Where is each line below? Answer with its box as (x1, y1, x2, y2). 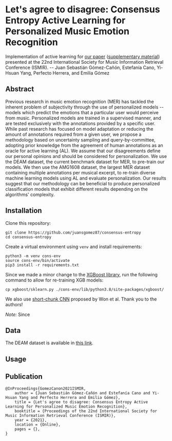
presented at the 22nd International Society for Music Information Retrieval (5, 59, 164, 65)
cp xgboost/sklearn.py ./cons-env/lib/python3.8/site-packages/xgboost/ (5, 287, 164, 292)
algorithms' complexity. (5, 191, 55, 198)
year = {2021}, (14, 417, 47, 422)
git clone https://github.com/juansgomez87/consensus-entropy (5, 230, 141, 235)
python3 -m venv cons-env (5, 253, 61, 258)
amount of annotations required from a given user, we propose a (5, 131, 142, 137)
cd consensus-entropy (5, 234, 52, 240)
